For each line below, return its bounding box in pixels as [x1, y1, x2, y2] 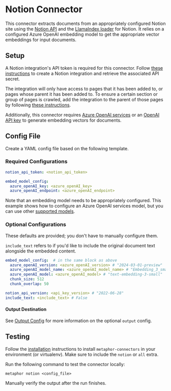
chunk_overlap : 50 [10, 282, 49, 287]
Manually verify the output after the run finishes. [5, 380, 107, 386]
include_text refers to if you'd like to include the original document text [5, 242, 155, 248]
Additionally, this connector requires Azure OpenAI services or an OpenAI [5, 111, 159, 118]
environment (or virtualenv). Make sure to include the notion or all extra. [5, 351, 159, 357]
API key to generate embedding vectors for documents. [5, 117, 122, 123]
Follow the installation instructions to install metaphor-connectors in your [5, 346, 156, 352]
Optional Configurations [5, 221, 67, 228]
